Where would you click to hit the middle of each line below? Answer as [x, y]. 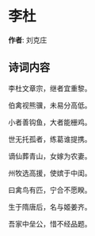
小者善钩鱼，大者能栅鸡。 [50, 122]
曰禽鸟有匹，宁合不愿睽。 [50, 190]
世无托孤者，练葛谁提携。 [50, 139]
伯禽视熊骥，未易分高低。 [50, 105]
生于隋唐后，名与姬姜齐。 [50, 206]
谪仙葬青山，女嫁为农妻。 [50, 155]
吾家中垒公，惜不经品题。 [50, 223]
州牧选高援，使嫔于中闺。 [50, 173]
